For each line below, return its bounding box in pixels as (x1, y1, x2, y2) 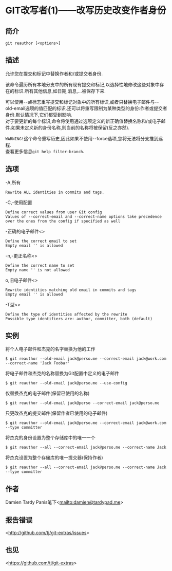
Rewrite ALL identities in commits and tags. (5, 190, 104, 195)
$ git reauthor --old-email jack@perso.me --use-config (5, 381, 127, 386)
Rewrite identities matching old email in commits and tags (5, 287, 137, 292)
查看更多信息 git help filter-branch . (5, 148, 85, 154)
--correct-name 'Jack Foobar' (5, 361, 70, 366)
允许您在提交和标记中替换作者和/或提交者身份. (5, 70, 103, 77)
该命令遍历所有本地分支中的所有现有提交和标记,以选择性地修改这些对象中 (5, 81, 160, 87)
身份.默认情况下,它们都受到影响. (5, 112, 73, 118)
